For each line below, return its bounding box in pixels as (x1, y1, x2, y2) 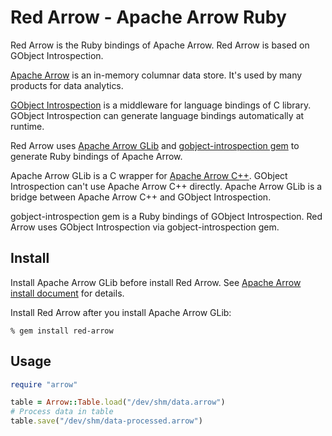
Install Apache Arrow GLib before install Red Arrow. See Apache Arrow (10, 276, 302, 288)
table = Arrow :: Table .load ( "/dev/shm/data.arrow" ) (10, 397, 226, 408)
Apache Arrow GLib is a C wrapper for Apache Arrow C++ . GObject (10, 169, 288, 181)
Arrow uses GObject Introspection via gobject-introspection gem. (10, 221, 280, 233)
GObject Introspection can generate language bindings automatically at (10, 109, 305, 121)
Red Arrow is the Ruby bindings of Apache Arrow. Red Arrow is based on (10, 39, 310, 51)
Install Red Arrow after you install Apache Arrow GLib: (10, 306, 232, 318)
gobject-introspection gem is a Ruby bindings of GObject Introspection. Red (10, 210, 323, 222)
